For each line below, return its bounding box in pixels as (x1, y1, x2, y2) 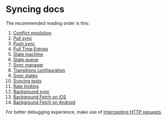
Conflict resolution (13, 30, 52, 36)
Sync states (13, 72, 38, 78)
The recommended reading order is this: (6, 20, 90, 26)
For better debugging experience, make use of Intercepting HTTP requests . (6, 109, 162, 115)
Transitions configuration (13, 67, 66, 73)
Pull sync (13, 35, 32, 41)
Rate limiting (13, 83, 39, 89)
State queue (13, 56, 39, 62)
